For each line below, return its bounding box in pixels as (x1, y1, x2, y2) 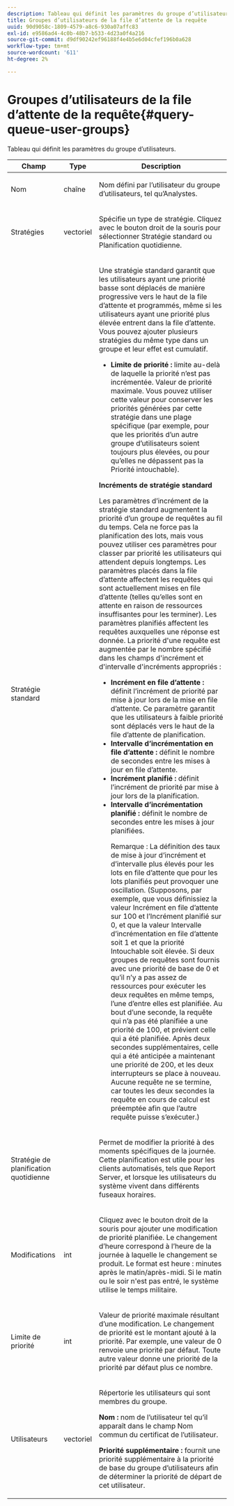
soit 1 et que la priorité (110, 937, 185, 947)
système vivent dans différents (98, 1181, 200, 1190)
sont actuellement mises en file (98, 583, 201, 593)
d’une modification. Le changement (98, 1319, 214, 1329)
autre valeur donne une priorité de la (98, 1354, 218, 1364)
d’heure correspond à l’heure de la (98, 1241, 212, 1250)
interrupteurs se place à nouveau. (110, 1068, 221, 1078)
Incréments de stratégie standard (98, 480, 212, 489)
